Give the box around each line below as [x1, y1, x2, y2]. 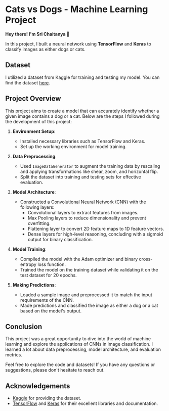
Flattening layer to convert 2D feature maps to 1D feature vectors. [27, 225, 164, 232]
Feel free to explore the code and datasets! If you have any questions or [5, 361, 155, 368]
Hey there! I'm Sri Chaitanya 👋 [5, 31, 70, 37]
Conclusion [5, 322, 43, 331]
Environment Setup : [12, 128, 56, 134]
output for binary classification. [27, 236, 93, 242]
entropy [20, 261, 37, 267]
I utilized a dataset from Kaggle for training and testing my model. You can [5, 74, 160, 80]
